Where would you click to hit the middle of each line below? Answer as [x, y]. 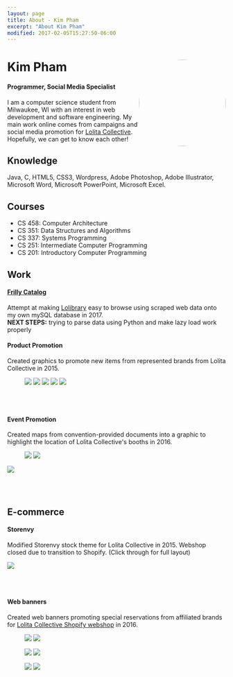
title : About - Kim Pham [43, 20]
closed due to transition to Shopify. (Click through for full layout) [99, 552]
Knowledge [32, 161]
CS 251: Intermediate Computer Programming [82, 245]
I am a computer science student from [62, 102]
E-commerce [36, 512]
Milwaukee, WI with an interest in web [61, 109]
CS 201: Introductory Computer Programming [82, 253]
